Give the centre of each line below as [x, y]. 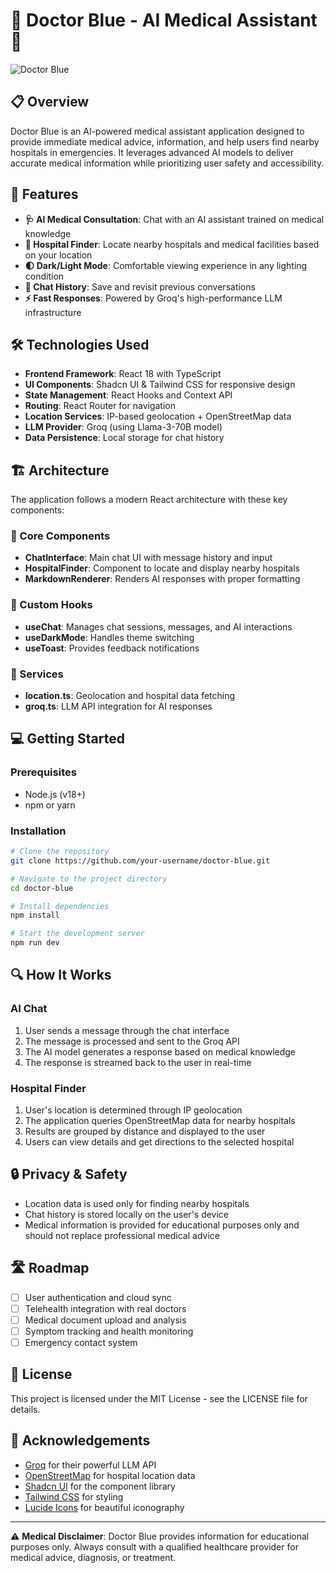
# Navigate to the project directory [89, 879]
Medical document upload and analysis [105, 1320]
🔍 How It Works [61, 975]
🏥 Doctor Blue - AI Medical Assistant [164, 20]
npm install [35, 915]
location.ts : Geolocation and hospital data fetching [130, 696]
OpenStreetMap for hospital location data [110, 1475]
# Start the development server [77, 934]
